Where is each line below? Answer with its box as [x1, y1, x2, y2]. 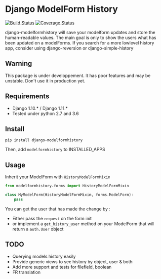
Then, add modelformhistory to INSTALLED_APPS [5, 147, 105, 153]
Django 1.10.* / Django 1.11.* [12, 105, 68, 111]
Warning [5, 59, 32, 68]
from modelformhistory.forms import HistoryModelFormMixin [5, 184, 129, 189]
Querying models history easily [12, 253, 76, 259]
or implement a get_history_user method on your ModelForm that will [12, 221, 155, 227]
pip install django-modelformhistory [5, 138, 83, 143]
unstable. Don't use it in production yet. [5, 78, 85, 83]
